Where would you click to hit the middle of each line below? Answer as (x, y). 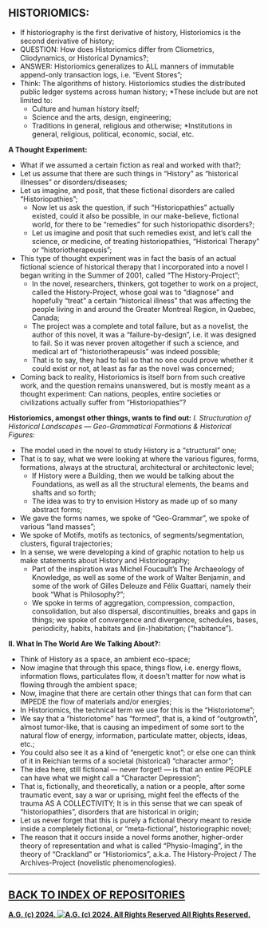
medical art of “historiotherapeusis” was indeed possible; (126, 351)
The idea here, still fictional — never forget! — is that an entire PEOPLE (136, 769)
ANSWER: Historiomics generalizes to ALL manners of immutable (127, 66)
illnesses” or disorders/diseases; (73, 182)
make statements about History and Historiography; (104, 560)
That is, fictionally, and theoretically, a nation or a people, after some (132, 786)
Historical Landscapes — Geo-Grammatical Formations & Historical (120, 426)
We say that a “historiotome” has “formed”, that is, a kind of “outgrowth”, (138, 718)
